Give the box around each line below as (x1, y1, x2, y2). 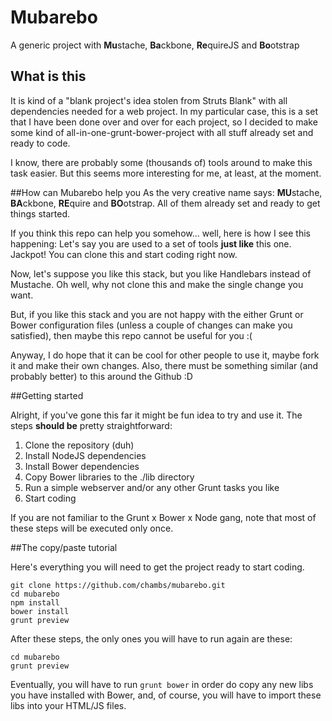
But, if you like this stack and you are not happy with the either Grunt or (10, 308, 304, 320)
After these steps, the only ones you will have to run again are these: (10, 632, 293, 645)
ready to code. (10, 137, 71, 149)
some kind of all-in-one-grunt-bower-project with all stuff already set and (10, 126, 314, 138)
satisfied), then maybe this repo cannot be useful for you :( (10, 329, 253, 341)
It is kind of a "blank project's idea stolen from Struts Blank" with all (10, 94, 288, 106)
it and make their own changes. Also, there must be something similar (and (10, 359, 319, 371)
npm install (10, 597, 60, 608)
